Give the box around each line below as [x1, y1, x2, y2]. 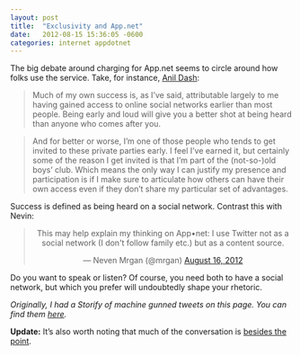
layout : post [10, 13, 59, 22]
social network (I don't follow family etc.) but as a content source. [41, 237, 285, 248]
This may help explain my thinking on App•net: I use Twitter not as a [36, 228, 290, 239]
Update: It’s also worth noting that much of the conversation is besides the [10, 326, 287, 337]
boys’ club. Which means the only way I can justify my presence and [31, 164, 287, 175]
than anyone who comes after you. [31, 119, 161, 129]
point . [10, 336, 32, 347]
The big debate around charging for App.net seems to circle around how [10, 63, 278, 74]
